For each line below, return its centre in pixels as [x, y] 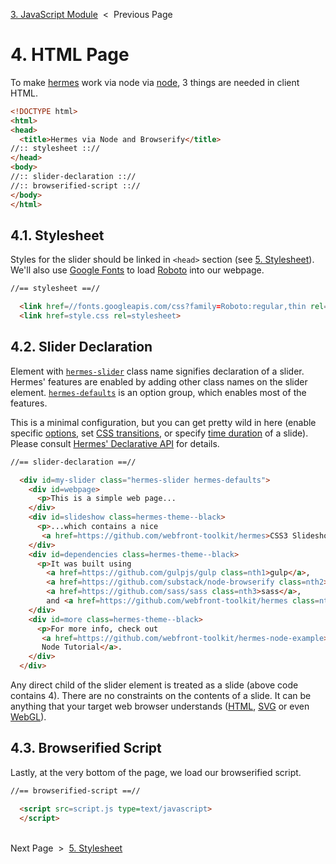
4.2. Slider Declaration [81, 347]
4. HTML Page [70, 55]
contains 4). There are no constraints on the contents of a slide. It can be [161, 696]
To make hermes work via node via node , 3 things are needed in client [155, 82]
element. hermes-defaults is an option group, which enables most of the [158, 392]
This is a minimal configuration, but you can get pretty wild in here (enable [163, 422]
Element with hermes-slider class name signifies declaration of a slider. [157, 371]
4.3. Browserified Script [86, 748]
